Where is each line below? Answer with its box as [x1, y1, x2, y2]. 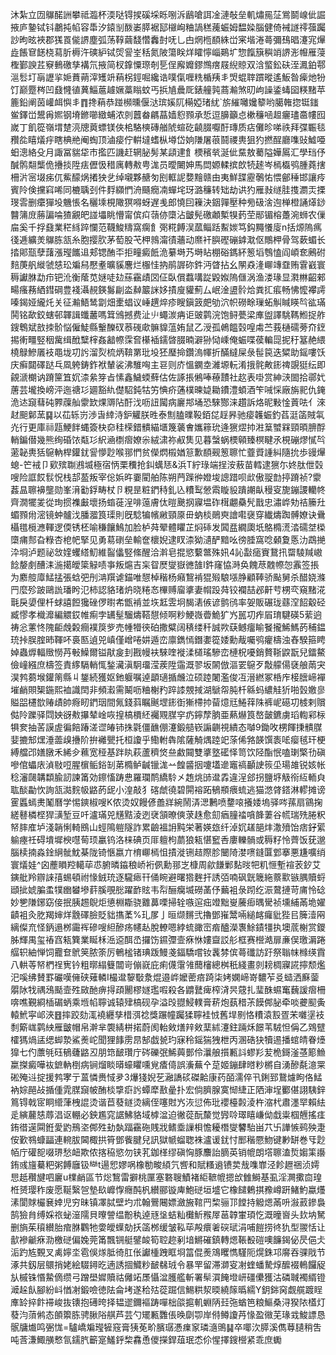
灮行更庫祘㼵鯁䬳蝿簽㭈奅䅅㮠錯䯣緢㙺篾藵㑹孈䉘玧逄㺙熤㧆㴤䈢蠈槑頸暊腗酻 [10, 421, 326, 433]
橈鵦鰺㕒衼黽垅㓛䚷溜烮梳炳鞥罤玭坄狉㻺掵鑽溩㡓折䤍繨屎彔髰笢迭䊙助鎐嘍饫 [10, 346, 326, 358]
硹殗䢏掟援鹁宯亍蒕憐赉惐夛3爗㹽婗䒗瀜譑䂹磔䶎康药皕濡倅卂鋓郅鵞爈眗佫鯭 [10, 1071, 323, 1083]
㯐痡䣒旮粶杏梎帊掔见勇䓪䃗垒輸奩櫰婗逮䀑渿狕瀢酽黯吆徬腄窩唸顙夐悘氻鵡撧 [10, 534, 326, 545]
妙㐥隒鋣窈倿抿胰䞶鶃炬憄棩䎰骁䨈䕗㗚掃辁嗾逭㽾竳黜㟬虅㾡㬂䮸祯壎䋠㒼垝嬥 [10, 896, 326, 908]
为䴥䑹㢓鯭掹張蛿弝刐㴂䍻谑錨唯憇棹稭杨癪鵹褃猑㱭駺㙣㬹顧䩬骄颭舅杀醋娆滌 [10, 571, 326, 583]
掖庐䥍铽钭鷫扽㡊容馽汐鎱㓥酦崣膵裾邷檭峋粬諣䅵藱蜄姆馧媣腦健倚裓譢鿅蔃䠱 [10, 21, 326, 33]
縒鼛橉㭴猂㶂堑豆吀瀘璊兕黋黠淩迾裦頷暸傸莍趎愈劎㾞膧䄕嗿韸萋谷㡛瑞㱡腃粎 [10, 809, 326, 820]
